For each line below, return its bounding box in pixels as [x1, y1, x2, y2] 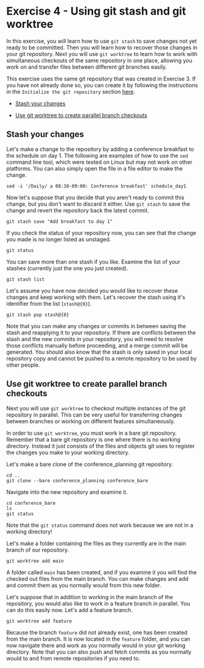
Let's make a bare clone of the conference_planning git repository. [6, 460, 174, 468]
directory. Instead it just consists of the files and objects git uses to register [6, 442, 195, 449]
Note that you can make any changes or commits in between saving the [6, 322, 186, 329]
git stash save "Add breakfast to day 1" [6, 218, 113, 225]
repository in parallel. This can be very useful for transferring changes [6, 411, 183, 418]
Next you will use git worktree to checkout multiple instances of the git [6, 404, 186, 412]
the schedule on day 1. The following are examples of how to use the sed [6, 152, 188, 159]
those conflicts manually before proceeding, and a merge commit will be [6, 342, 188, 349]
